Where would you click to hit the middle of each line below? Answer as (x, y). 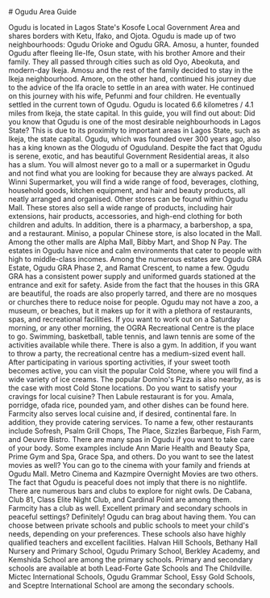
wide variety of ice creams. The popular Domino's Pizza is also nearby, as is (135, 379)
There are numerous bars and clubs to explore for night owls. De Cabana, (130, 491)
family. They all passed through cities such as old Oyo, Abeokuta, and (124, 61)
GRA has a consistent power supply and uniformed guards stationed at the (132, 276)
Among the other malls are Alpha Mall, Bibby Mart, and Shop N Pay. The (128, 242)
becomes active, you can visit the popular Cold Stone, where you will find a (133, 371)
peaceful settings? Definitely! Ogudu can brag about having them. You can (132, 517)
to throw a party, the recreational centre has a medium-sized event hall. (127, 354)
